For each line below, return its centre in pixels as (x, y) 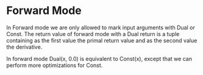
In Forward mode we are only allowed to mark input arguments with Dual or (101, 27)
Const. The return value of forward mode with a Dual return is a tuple (93, 34)
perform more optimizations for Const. (55, 65)
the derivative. (24, 47)
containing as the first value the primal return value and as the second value (102, 40)
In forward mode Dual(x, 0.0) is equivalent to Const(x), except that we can (99, 59)
